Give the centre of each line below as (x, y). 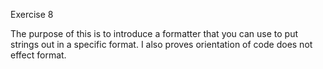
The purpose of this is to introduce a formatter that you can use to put (154, 33)
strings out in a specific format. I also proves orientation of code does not (161, 44)
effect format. (38, 55)
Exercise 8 (32, 14)
